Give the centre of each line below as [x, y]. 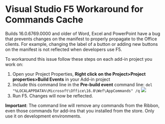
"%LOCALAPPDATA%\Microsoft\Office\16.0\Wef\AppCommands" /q [76, 91]
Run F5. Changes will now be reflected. [53, 96]
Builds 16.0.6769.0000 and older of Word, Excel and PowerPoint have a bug [83, 33]
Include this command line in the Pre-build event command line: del [82, 84]
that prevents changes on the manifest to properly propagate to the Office [81, 39]
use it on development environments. [43, 116]
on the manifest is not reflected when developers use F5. [64, 49]
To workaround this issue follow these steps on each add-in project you [79, 59]
